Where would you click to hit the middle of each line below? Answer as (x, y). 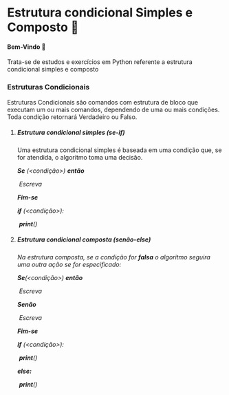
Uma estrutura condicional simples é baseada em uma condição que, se (119, 150)
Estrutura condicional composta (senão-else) (84, 239)
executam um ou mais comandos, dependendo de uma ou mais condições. (113, 109)
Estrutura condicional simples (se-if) (71, 133)
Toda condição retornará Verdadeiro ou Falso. (72, 117)
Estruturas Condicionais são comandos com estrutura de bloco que (102, 102)
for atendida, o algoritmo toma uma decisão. (80, 157)
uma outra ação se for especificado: (69, 264)
